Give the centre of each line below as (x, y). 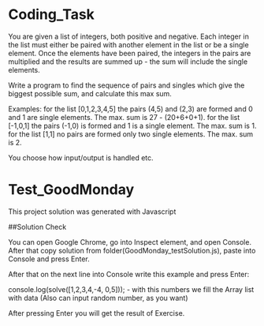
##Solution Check (37, 227)
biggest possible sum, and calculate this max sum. (90, 93)
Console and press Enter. (49, 259)
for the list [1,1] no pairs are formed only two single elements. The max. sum (131, 134)
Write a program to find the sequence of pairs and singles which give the (126, 85)
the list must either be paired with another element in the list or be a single (129, 44)
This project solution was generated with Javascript (92, 212)
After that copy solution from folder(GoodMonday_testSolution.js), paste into (132, 250)
